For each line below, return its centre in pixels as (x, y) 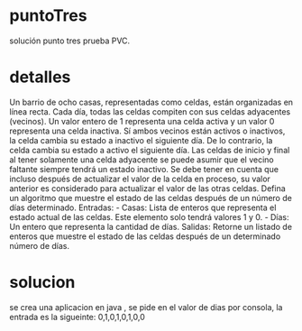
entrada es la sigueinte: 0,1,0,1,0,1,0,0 (78, 317)
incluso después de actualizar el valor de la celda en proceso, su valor (140, 179)
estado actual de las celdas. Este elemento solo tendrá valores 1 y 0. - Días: (150, 216)
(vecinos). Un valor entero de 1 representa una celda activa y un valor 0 (142, 121)
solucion (42, 283)
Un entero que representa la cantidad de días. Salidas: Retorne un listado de (151, 226)
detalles (40, 77)
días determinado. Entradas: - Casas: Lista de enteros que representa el (143, 207)
